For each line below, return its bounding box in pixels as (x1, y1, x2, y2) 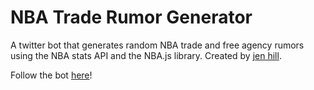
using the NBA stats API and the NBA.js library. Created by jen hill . (10, 49, 282, 61)
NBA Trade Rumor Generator (10, 6, 253, 29)
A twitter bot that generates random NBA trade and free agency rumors (10, 39, 305, 51)
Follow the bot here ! (10, 69, 93, 81)
